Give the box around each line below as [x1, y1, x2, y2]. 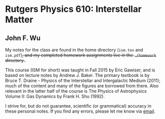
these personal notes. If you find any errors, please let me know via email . [5, 108, 156, 114]
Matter [5, 14, 34, 25]
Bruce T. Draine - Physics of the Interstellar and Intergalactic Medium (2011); [5, 78, 161, 83]
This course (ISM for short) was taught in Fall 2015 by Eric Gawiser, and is [5, 67, 156, 73]
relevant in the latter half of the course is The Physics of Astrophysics [5, 88, 147, 94]
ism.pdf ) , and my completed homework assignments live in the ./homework [5, 52, 157, 58]
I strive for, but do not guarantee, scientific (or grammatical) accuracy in [5, 103, 152, 109]
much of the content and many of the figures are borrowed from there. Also [5, 83, 159, 89]
